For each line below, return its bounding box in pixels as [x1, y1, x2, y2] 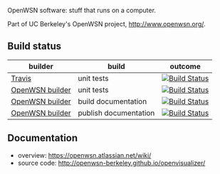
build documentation [78, 96, 147, 106]
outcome [169, 61, 201, 71]
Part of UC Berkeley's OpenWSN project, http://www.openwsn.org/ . [7, 20, 206, 28]
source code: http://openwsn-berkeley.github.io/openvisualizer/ [17, 158, 206, 167]
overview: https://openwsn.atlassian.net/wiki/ [17, 151, 152, 159]
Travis [11, 73, 32, 83]
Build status [7, 40, 62, 53]
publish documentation [78, 108, 155, 118]
